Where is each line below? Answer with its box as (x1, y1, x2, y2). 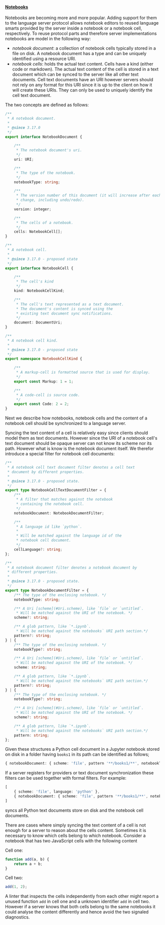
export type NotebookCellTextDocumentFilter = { (5, 488, 107, 493)
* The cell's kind (16, 279, 54, 284)
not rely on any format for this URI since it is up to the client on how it (12, 82, 152, 88)
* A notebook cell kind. (7, 338, 58, 343)
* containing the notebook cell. (16, 502, 84, 507)
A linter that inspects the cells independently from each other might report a (5, 893, 159, 899)
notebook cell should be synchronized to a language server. (5, 420, 126, 426)
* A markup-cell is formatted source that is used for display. (16, 370, 151, 375)
